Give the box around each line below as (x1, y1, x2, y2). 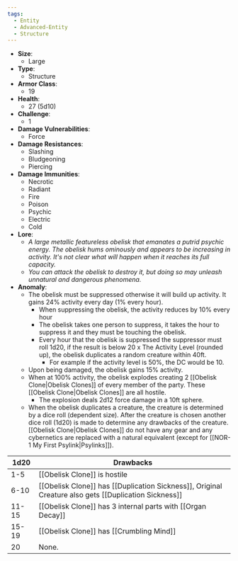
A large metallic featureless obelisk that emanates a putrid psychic (28, 238, 225, 246)
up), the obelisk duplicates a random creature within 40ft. (38, 351, 207, 359)
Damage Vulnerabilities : (17, 125, 91, 133)
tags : (7, 10, 23, 18)
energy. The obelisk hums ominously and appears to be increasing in (28, 245, 231, 254)
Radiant (28, 185, 51, 193)
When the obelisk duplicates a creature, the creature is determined (28, 403, 224, 412)
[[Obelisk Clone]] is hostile (38, 470, 127, 480)
